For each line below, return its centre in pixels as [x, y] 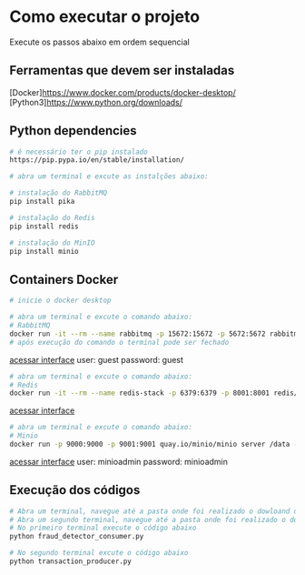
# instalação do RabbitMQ [58, 193]
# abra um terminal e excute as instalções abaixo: [109, 177]
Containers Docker [64, 279]
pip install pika [42, 202]
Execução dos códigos [75, 490]
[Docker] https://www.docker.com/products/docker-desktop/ [123, 92]
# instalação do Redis [52, 217]
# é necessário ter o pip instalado [79, 152]
